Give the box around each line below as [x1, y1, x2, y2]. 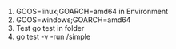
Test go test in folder [15, 24, 85, 32]
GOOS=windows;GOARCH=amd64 [15, 15, 131, 24]
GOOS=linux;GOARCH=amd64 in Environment [15, 7, 169, 16]
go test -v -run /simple [15, 32, 90, 41]
